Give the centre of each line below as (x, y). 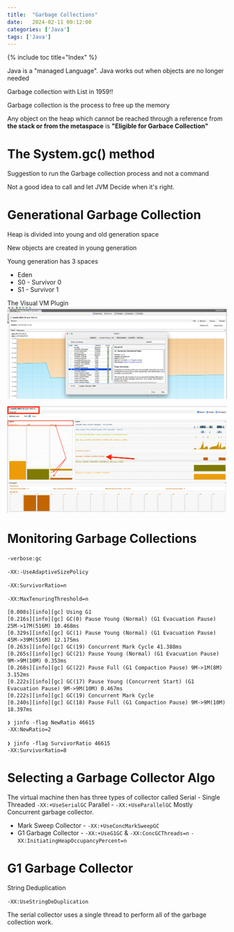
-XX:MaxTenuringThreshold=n (48, 599)
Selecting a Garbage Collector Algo (111, 778)
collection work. (30, 922)
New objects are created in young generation (72, 248)
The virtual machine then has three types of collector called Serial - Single (114, 797)
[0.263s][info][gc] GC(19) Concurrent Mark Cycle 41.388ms (95, 647)
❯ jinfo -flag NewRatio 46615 (51, 722)
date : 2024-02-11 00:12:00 (49, 22)
